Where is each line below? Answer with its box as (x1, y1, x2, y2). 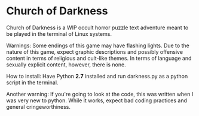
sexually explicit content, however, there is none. (6, 61, 127, 68)
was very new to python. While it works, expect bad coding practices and (6, 97, 187, 104)
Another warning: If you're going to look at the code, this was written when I (6, 90, 194, 97)
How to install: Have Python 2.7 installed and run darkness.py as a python (6, 72, 188, 80)
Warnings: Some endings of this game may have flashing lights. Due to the (6, 42, 189, 49)
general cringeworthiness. (6, 103, 71, 110)
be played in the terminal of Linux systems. (6, 30, 112, 37)
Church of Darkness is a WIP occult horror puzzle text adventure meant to (6, 24, 189, 31)
